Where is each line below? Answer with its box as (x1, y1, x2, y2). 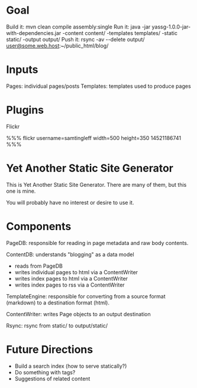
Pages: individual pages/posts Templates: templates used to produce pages (6, 82, 191, 90)
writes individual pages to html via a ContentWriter (14, 268, 138, 276)
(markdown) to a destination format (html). (6, 299, 110, 306)
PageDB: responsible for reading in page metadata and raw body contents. (6, 239, 189, 246)
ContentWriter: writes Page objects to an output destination (6, 310, 151, 317)
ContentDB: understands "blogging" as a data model (6, 250, 134, 258)
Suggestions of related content (14, 375, 91, 382)
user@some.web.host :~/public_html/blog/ (6, 42, 109, 49)
